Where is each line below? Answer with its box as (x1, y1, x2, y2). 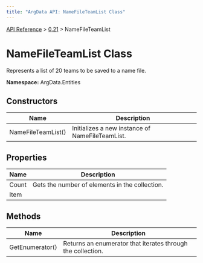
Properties (6, 152, 47, 162)
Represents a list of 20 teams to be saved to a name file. (6, 67, 146, 74)
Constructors (6, 96, 58, 106)
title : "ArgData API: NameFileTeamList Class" (6, 8, 126, 15)
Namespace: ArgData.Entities (6, 78, 81, 85)
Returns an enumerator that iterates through (63, 239, 188, 247)
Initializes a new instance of (72, 124, 151, 133)
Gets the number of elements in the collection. (32, 181, 164, 189)
